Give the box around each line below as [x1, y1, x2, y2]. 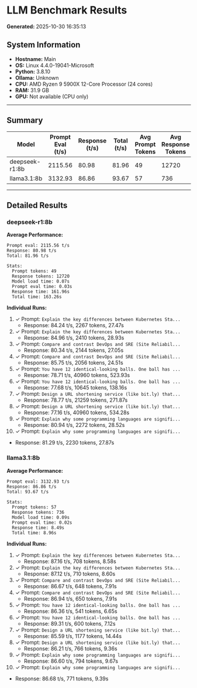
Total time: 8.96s [12, 530, 57, 536]
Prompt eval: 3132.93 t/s [6, 479, 70, 484]
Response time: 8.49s [12, 524, 65, 531]
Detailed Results [6, 200, 68, 210]
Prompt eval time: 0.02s [12, 520, 72, 526]
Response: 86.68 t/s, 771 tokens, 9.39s [15, 675, 109, 682]
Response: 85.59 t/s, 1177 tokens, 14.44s [23, 632, 122, 639]
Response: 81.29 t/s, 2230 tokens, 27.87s [15, 439, 115, 446]
